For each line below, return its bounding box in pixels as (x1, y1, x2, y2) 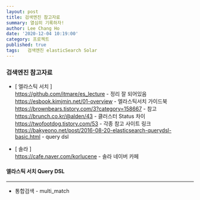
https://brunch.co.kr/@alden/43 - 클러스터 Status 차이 (14, 112, 146, 120)
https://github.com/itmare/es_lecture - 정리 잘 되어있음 (14, 90, 147, 98)
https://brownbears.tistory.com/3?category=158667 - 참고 (14, 105, 157, 112)
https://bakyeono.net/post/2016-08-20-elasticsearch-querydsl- (14, 127, 171, 134)
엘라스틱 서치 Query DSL (6, 167, 65, 174)
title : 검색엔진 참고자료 (6, 14, 61, 20)
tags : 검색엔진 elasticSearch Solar (6, 48, 98, 54)
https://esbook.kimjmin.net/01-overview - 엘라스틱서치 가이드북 (14, 98, 168, 105)
